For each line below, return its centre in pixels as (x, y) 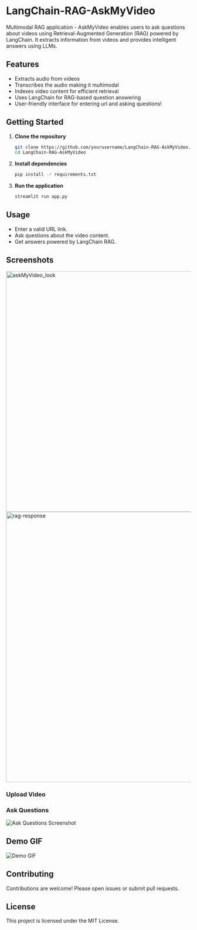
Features (23, 64)
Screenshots (30, 260)
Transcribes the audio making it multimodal (67, 85)
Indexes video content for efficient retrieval (67, 91)
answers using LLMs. (32, 46)
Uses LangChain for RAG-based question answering (78, 97)
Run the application (39, 186)
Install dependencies (41, 164)
